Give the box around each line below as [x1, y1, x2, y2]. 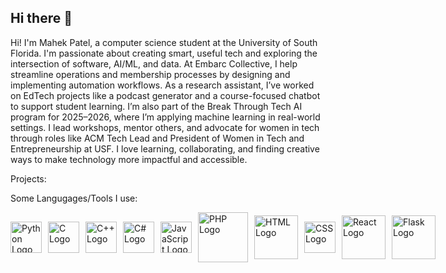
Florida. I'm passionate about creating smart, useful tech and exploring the [10, 47, 318, 59]
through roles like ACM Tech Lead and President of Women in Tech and [10, 132, 305, 144]
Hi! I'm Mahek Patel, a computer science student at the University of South [10, 36, 318, 48]
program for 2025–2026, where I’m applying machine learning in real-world [10, 111, 321, 123]
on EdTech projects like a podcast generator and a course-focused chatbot [10, 89, 321, 101]
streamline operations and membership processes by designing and [10, 68, 291, 80]
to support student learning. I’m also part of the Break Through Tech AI [10, 100, 303, 112]
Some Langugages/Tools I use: [10, 192, 138, 204]
